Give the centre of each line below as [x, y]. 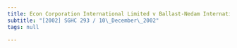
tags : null [23, 27]
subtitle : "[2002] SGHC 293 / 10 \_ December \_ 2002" [83, 20]
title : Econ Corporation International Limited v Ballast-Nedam [104, 14]
